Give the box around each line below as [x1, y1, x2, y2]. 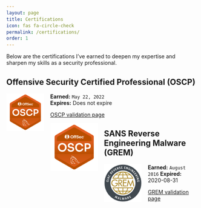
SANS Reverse [104, 129, 160, 139]
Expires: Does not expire [50, 99, 113, 106]
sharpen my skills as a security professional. [6, 59, 117, 67]
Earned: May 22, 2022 [50, 93, 105, 100]
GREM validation [148, 188, 189, 195]
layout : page [6, 10, 39, 16]
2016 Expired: [148, 170, 182, 177]
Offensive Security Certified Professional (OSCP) [6, 76, 196, 87]
